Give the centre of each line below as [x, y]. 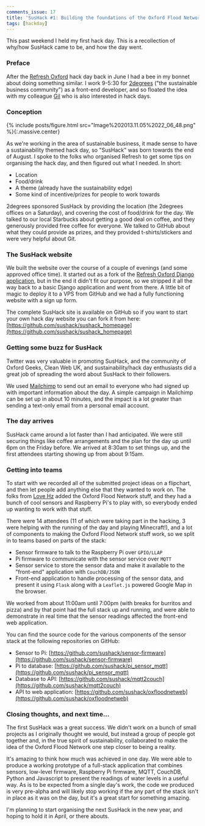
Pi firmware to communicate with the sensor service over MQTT [93, 559]
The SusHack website [39, 255]
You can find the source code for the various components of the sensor [96, 634]
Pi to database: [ [36, 666]
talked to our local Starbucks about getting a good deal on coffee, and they [101, 219]
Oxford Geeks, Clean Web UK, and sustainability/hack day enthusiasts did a [101, 367]
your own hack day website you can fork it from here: [74, 319]
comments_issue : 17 [31, 12]
